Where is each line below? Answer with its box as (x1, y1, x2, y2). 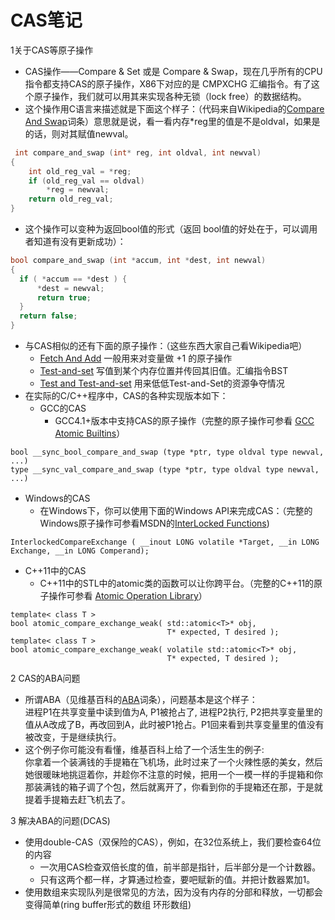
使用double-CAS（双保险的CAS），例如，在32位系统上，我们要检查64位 (24, 836, 322, 848)
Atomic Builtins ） (54, 427, 126, 440)
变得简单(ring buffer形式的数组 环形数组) (24, 899, 192, 911)
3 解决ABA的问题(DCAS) (10, 815, 111, 827)
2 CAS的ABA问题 (10, 672, 81, 685)
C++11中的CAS (24, 565, 87, 577)
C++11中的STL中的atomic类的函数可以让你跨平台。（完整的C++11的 (39, 577, 315, 590)
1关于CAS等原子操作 (10, 44, 94, 56)
